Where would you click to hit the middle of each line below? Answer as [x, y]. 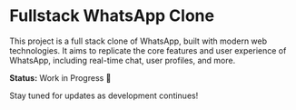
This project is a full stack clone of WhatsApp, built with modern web [138, 41]
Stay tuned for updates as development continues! [104, 95]
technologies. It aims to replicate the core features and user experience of [148, 50]
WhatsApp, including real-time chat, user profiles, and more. [123, 60]
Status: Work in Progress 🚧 [60, 77]
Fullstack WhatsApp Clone [112, 16]
